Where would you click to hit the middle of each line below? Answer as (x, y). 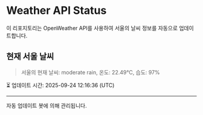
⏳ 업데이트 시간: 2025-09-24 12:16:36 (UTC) (60, 85)
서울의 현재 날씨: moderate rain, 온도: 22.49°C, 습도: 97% (90, 72)
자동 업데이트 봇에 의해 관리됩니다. (47, 105)
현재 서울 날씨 (30, 57)
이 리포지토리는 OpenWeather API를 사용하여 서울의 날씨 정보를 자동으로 (92, 28)
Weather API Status (56, 11)
